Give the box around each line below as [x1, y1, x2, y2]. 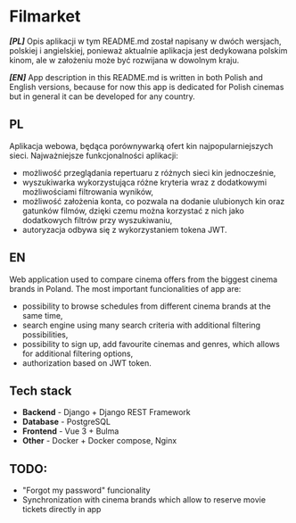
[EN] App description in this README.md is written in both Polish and [9, 71, 263, 82]
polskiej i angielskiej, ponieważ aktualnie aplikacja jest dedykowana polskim [9, 45, 288, 55]
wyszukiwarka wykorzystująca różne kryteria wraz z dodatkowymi [21, 177, 267, 187]
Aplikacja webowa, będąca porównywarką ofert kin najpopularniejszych [9, 140, 274, 151]
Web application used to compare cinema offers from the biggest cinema [9, 274, 278, 285]
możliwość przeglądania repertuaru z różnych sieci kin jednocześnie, [21, 167, 276, 178]
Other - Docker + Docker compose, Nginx [21, 436, 177, 446]
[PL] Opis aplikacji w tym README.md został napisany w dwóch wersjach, [9, 36, 283, 46]
